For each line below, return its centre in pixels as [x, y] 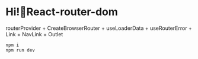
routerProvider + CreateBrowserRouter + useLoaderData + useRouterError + [99, 28]
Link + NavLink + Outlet [34, 34]
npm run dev [20, 50]
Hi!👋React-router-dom [62, 12]
